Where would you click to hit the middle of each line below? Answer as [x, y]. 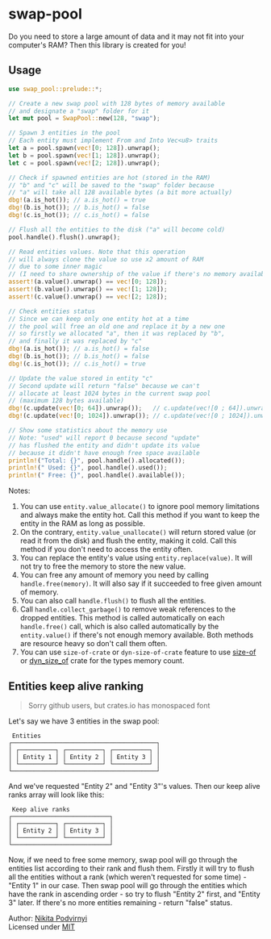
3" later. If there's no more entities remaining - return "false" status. [121, 902]
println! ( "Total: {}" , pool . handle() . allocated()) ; [97, 461]
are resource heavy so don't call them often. [94, 644]
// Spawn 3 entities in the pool [65, 133]
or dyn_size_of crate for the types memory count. [102, 661]
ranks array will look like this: [56, 795]
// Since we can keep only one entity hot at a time [99, 319]
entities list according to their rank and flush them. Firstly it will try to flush [131, 868]
